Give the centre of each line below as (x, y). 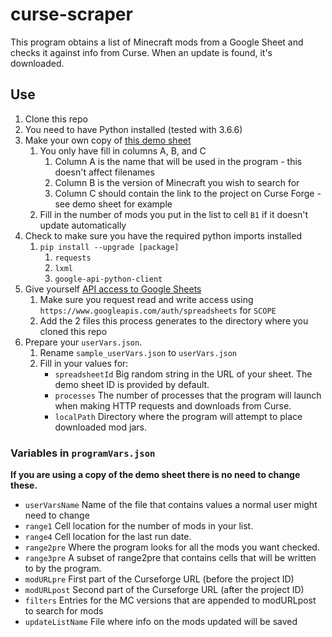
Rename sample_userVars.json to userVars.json (138, 352)
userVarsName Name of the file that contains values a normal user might (171, 505)
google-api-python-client (108, 279)
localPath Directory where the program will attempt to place (178, 416)
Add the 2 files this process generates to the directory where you (174, 320)
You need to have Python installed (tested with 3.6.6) (133, 129)
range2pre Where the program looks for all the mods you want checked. (172, 547)
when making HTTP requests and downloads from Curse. (173, 405)
